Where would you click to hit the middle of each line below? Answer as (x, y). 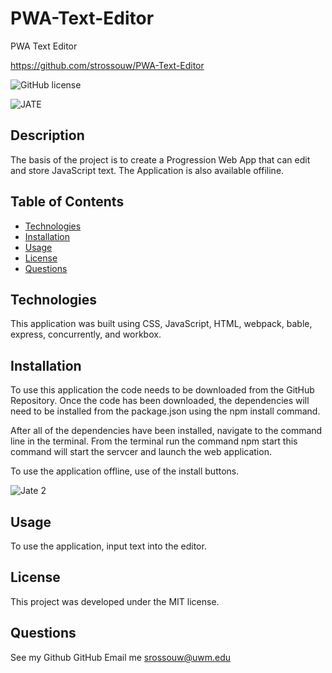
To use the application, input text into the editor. (108, 546)
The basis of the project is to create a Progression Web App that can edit (160, 159)
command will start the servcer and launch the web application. (141, 452)
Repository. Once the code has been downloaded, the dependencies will (160, 401)
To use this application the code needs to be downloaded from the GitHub (162, 390)
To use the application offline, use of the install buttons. (125, 471)
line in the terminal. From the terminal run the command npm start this (154, 441)
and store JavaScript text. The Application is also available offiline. (147, 170)
